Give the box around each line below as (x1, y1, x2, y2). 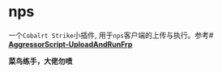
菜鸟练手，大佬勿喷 (8, 56, 73, 66)
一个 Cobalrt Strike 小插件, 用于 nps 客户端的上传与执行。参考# (8, 30, 214, 40)
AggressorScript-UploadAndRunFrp (8, 39, 133, 49)
